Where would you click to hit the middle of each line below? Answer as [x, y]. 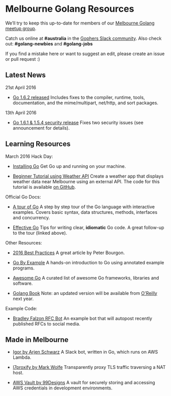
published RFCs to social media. [46, 324]
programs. [23, 268]
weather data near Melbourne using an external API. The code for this [86, 181]
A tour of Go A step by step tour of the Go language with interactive [84, 207]
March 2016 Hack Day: [29, 156]
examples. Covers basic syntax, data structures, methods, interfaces [85, 212]
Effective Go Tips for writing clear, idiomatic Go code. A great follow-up [88, 227]
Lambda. [22, 357]
